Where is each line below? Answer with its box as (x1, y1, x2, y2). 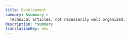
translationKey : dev (5, 26, 49, 31)
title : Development (5, 7, 47, 13)
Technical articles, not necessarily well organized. (10, 17, 125, 22)
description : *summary (5, 21, 53, 27)
